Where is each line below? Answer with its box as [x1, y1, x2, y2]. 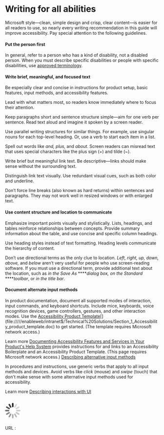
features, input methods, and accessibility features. [5, 90, 108, 96]
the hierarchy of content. [5, 245, 55, 251]
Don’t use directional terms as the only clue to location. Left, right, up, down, [5, 255, 159, 261]
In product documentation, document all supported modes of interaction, [5, 297, 152, 303]
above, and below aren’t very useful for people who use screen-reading [5, 260, 150, 266]
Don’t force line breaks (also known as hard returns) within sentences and [5, 188, 154, 193]
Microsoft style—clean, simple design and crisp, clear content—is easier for [5, 20, 158, 25]
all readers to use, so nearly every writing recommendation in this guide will [5, 24, 157, 30]
